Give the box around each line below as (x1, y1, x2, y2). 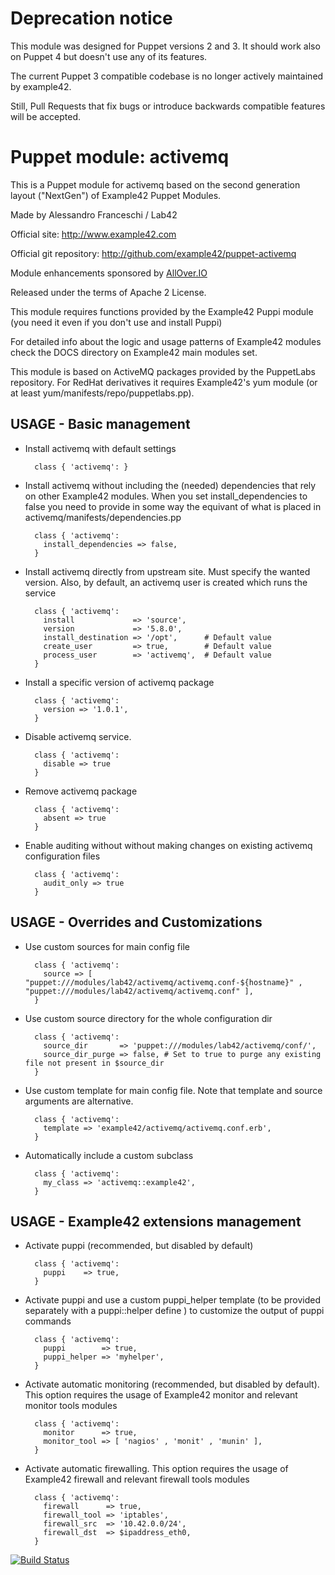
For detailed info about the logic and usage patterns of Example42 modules (10, 335, 322, 347)
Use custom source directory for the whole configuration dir (24, 1012, 273, 1024)
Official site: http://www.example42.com (10, 228, 177, 240)
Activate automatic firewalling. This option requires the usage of (24, 1463, 289, 1475)
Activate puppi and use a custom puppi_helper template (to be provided (24, 1294, 321, 1306)
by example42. (10, 80, 72, 92)
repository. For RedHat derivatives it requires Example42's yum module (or (10, 376, 318, 388)
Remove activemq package (24, 785, 138, 797)
